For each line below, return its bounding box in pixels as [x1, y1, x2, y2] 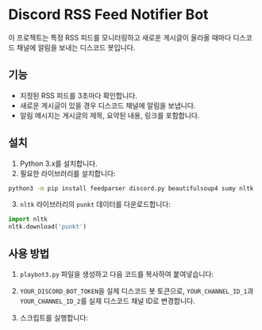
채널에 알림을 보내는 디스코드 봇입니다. [16, 42, 136, 52]
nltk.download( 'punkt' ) [8, 223, 87, 231]
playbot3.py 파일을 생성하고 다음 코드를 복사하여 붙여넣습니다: [19, 270, 214, 278]
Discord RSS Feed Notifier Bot [8, 6, 209, 24]
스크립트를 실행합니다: [19, 313, 89, 322]
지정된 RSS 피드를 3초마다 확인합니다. [19, 90, 137, 100]
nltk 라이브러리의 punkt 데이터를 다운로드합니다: [19, 200, 171, 209]
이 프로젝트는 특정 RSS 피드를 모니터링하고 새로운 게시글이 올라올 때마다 [8, 33, 232, 42]
